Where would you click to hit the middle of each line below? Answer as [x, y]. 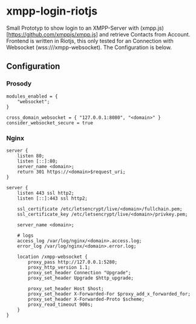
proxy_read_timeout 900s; [61, 305]
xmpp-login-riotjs [52, 11]
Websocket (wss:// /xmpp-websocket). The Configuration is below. [89, 47]
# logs [25, 235]
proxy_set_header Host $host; [66, 289]
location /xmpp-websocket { [52, 257]
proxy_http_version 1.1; [59, 267]
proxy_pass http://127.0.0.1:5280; [73, 262]
